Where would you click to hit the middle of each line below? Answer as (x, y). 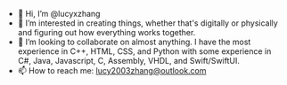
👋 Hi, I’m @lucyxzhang (59, 14)
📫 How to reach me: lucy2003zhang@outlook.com (112, 70)
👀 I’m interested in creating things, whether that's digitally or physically (148, 23)
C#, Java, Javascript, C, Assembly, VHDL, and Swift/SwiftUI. (129, 61)
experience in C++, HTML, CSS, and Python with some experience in (144, 51)
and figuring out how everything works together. (107, 32)
